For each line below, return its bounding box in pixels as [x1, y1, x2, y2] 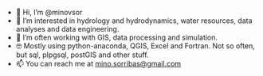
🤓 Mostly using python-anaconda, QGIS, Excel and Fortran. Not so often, [15, 41, 255, 51]
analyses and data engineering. [15, 25, 120, 33]
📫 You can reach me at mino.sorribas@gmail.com [15, 59, 182, 68]
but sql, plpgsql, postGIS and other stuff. [15, 50, 149, 59]
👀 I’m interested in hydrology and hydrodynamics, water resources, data [15, 16, 253, 25]
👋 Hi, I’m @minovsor [15, 8, 83, 17]
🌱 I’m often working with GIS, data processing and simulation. [15, 32, 218, 42]
